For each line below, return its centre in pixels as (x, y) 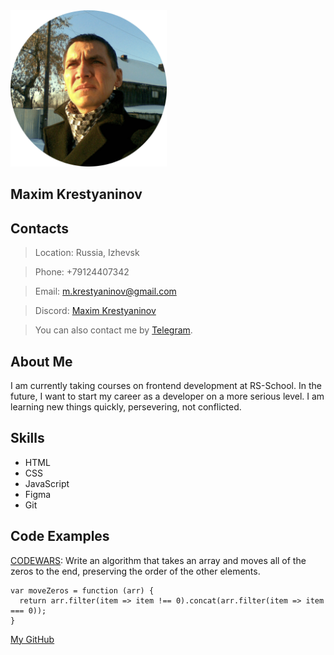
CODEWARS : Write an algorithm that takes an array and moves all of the (158, 560)
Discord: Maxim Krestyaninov (95, 311)
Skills (27, 438)
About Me (41, 361)
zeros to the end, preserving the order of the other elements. (135, 571)
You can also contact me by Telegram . (113, 330)
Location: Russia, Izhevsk (87, 253)
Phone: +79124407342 (82, 272)
